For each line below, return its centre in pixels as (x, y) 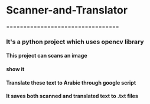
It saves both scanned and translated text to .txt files (72, 96)
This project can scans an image (47, 56)
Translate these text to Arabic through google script (71, 82)
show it (15, 69)
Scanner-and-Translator (67, 10)
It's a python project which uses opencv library (75, 42)
